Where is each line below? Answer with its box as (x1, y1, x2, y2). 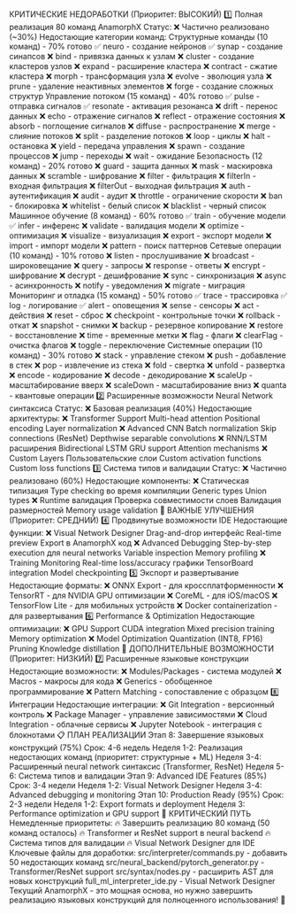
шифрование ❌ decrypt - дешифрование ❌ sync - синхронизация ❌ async (9, 270, 287, 281)
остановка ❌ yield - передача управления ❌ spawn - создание (9, 141, 246, 151)
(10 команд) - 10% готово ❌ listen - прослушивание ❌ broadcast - (9, 251, 255, 260)
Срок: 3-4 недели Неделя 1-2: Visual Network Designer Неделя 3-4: (9, 780, 262, 790)
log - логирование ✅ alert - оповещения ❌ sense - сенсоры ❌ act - (9, 300, 260, 310)
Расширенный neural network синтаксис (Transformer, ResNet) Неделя (9, 762, 275, 771)
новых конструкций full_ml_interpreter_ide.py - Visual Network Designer (9, 876, 276, 886)
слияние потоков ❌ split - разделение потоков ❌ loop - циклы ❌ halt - (9, 131, 271, 141)
